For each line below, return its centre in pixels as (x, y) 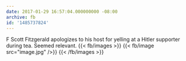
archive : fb (21, 17)
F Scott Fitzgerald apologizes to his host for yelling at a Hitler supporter (93, 40)
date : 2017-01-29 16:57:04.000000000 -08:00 (62, 12)
